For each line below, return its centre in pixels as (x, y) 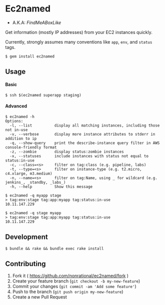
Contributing (25, 264)
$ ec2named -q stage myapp (33, 213)
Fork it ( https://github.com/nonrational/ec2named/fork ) (70, 276)
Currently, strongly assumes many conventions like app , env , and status (79, 42)
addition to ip (21, 138)
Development (27, 237)
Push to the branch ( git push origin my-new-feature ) (68, 292)
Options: (14, 121)
